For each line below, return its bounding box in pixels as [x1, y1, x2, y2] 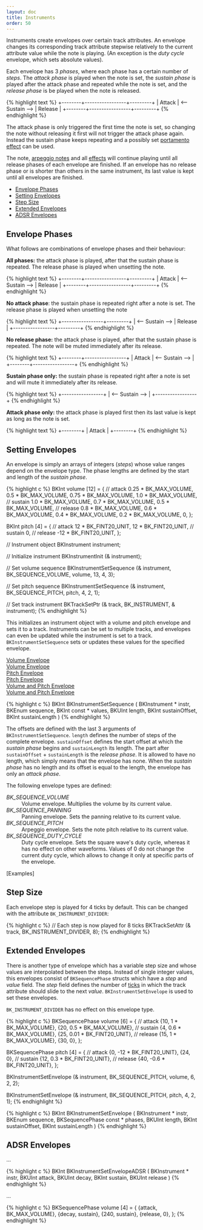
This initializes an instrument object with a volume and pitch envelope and [6, 619, 191, 626]
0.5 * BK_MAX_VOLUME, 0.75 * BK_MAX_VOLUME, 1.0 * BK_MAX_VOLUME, [6, 492, 198, 499]
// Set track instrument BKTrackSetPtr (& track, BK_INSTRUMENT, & [6, 601, 176, 608]
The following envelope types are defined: [6, 782, 112, 789]
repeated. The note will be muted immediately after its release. [6, 343, 162, 350]
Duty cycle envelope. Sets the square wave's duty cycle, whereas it [21, 839, 190, 846]
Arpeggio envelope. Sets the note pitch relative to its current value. [21, 826, 189, 833]
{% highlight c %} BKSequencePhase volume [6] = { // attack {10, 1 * [6, 1017, 178, 1024]
